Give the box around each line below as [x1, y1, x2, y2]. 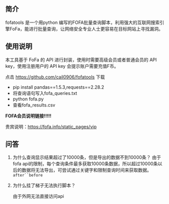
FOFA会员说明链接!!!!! [5, 113, 52, 119]
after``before [12, 173, 43, 178]
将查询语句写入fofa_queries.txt [12, 90, 78, 96]
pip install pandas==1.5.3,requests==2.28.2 [12, 84, 105, 90]
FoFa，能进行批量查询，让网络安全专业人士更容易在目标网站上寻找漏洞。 [9, 25, 163, 32]
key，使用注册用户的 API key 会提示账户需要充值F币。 [5, 63, 119, 69]
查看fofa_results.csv [12, 101, 56, 108]
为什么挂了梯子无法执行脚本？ [12, 183, 76, 189]
